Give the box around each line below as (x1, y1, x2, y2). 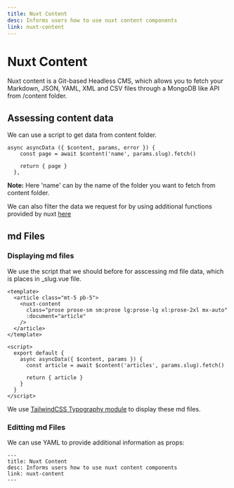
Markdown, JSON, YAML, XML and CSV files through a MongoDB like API (7, 84, 220, 93)
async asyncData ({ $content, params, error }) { (7, 145, 156, 152)
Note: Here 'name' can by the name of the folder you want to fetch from (7, 181, 216, 190)
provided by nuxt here (7, 210, 72, 218)
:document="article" (25, 312, 86, 319)
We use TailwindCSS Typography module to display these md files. (7, 404, 201, 413)
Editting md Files (7, 422, 65, 432)
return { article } (25, 374, 83, 381)
